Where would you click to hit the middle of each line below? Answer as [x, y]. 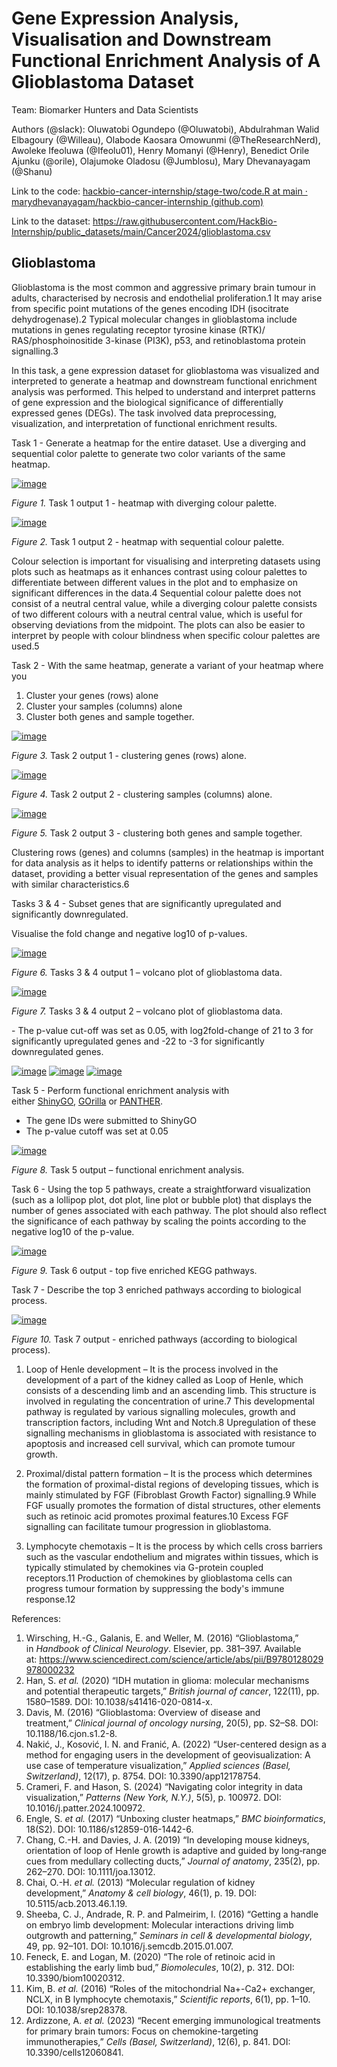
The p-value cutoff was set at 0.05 [97, 1131]
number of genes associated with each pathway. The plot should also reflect [169, 1210]
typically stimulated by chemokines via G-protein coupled [144, 1567]
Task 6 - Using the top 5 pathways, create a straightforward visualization [161, 1189]
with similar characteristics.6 [70, 884]
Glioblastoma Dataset [102, 82]
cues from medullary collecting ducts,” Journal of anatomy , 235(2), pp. [173, 1861]
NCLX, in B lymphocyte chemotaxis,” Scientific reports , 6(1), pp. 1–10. [168, 1999]
